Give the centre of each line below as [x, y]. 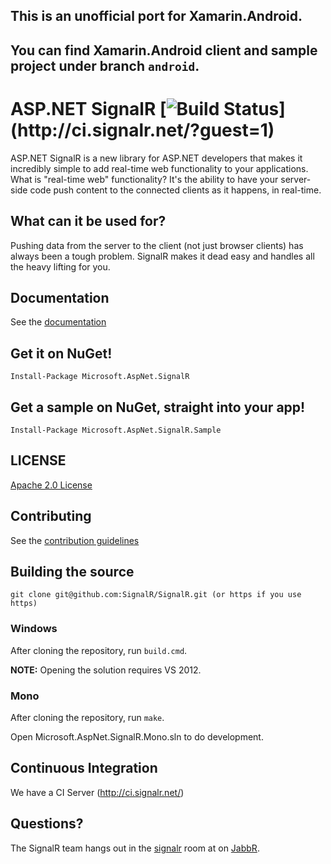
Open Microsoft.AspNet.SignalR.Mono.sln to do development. [137, 737]
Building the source [72, 571]
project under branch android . [105, 65]
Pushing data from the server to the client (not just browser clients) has [157, 245]
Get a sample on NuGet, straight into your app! [158, 407]
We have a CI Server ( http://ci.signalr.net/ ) [97, 792]
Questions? [47, 824]
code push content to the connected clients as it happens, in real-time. [175, 190]
